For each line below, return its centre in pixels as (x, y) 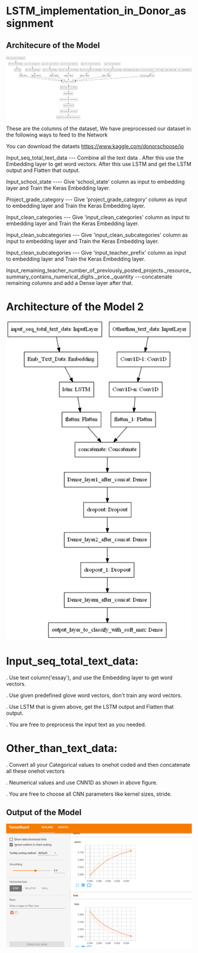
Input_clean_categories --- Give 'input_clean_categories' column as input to (98, 217)
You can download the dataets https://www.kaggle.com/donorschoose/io (95, 146)
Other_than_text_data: (62, 748)
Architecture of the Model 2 (75, 307)
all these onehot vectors (35, 771)
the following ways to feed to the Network (57, 135)
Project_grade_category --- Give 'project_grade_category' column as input (97, 199)
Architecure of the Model (53, 45)
